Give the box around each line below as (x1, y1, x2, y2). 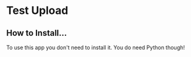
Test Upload (6, 4, 69, 18)
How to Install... (6, 28, 67, 38)
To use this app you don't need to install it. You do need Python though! (6, 44, 185, 51)
